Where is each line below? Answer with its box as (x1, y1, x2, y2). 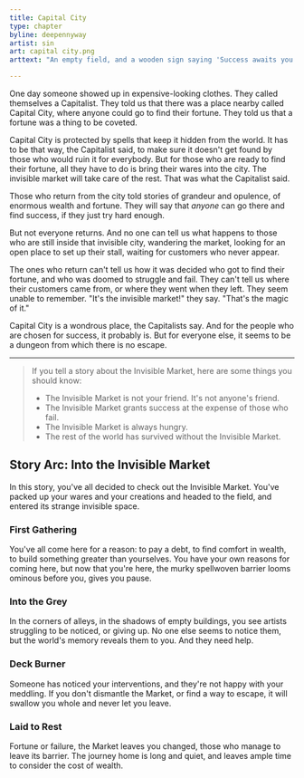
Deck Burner (9, 658, 66, 670)
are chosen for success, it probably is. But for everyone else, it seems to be (9, 330, 291, 341)
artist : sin (9, 38, 54, 48)
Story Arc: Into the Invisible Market (9, 457, 211, 473)
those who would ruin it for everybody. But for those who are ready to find (9, 154, 286, 164)
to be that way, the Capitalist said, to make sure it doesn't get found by (9, 144, 273, 155)
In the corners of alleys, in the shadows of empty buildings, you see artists (9, 616, 288, 627)
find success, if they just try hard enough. (9, 210, 166, 220)
